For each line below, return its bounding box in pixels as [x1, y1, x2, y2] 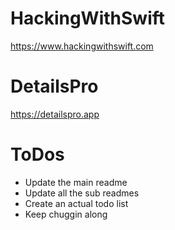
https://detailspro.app [10, 108, 100, 120]
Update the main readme [24, 176, 128, 188]
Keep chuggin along [24, 208, 108, 220]
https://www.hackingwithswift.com [10, 40, 154, 52]
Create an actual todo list [24, 197, 129, 209]
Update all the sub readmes [24, 187, 140, 199]
